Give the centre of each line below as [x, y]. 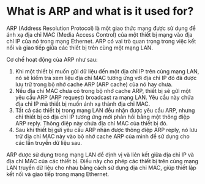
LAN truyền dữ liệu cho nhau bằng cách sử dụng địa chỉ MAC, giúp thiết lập [102, 167]
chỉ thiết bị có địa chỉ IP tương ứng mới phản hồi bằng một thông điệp [102, 117]
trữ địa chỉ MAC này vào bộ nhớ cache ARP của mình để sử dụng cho [102, 136]
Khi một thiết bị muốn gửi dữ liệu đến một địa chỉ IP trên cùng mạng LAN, [107, 71]
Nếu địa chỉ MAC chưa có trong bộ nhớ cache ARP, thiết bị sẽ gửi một [103, 90]
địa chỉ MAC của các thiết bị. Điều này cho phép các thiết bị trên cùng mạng [102, 161]
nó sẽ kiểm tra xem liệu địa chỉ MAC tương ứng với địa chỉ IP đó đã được [106, 78]
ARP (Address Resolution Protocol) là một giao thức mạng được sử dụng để [101, 28]
